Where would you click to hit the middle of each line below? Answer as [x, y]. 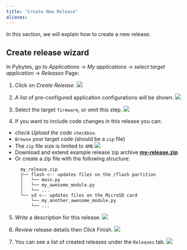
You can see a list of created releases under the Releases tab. [90, 242]
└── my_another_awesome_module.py [73, 201]
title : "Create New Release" [42, 12]
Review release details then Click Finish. [64, 230]
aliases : [17, 17]
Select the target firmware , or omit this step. [69, 110]
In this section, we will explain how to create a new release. [79, 34]
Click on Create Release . [45, 85]
